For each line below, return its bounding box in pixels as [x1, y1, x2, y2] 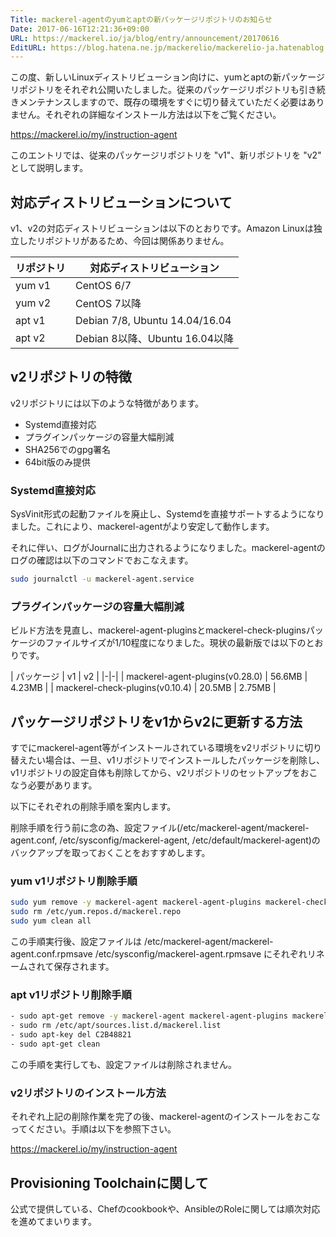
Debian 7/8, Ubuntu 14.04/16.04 [75, 314, 232, 328]
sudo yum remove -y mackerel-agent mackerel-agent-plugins [10, 897, 262, 908]
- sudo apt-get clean [10, 1039, 101, 1049]
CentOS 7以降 [75, 297, 142, 311]
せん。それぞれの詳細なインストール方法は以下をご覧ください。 [18, 109, 282, 121]
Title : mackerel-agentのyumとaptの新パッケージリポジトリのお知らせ [10, 14, 273, 25]
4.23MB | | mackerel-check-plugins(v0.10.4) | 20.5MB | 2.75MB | [10, 682, 277, 694]
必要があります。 [27, 779, 98, 791]
